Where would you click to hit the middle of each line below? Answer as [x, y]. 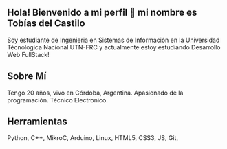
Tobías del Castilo [46, 24]
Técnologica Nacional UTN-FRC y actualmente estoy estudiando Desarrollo [114, 47]
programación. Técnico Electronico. [58, 100]
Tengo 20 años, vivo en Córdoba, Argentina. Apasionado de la [95, 93]
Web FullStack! [28, 54]
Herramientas [37, 122]
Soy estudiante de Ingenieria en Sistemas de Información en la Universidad [113, 40]
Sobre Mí [27, 76]
